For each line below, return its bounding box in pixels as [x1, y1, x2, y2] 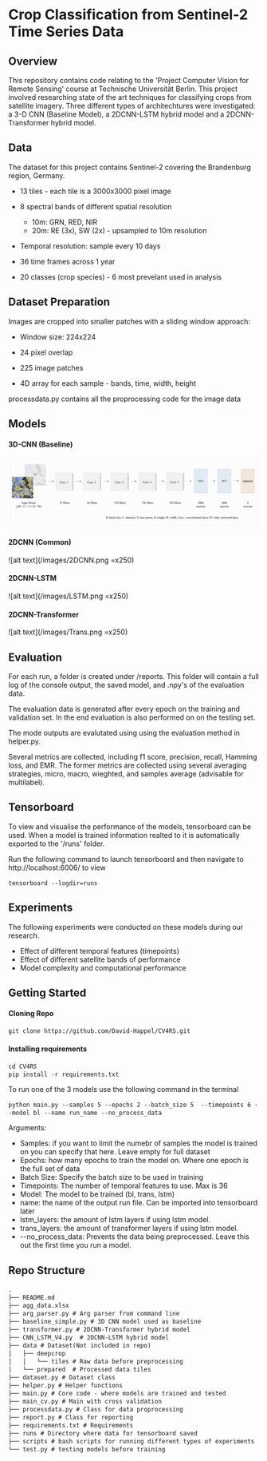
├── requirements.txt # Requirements [8, 1422, 134, 1430]
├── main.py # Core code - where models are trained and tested [8, 1390, 226, 1398]
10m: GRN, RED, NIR [31, 217, 98, 227]
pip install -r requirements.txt [8, 1070, 120, 1079]
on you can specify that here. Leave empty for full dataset [19, 1147, 211, 1157]
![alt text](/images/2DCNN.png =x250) [8, 555, 135, 565]
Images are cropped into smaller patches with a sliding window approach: [8, 316, 251, 326]
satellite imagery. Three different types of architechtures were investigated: [8, 101, 256, 110]
